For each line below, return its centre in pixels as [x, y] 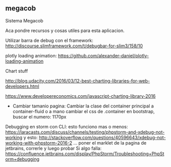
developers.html [22, 86]
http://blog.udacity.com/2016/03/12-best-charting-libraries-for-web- [78, 80]
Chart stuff [17, 71]
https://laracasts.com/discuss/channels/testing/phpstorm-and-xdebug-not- [85, 132]
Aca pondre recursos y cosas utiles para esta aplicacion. [65, 31]
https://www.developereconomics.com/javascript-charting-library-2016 [80, 96]
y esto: [31, 137]
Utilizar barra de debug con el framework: [49, 40]
